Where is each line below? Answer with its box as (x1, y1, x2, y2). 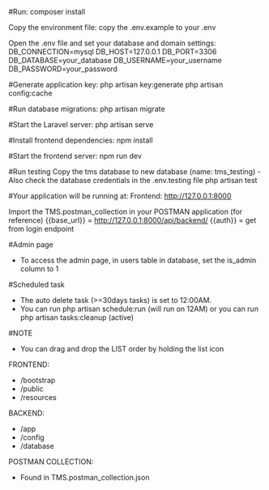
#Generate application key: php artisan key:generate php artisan (8, 80, 224, 89)
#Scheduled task (8, 279, 65, 289)
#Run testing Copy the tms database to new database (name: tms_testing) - (8, 167, 261, 177)
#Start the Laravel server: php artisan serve (8, 120, 154, 129)
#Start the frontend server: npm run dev (8, 151, 142, 160)
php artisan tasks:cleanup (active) (19, 313, 134, 322)
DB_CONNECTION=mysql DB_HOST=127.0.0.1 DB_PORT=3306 (8, 47, 217, 56)
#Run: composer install (8, 7, 86, 16)
